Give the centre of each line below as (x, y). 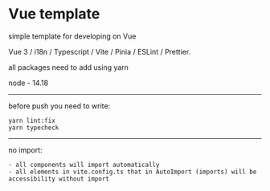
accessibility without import (59, 179)
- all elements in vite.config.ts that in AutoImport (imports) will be (133, 172)
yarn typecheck (34, 128)
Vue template (54, 14)
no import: (25, 150)
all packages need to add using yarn (68, 67)
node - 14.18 (29, 83)
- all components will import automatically (84, 165)
